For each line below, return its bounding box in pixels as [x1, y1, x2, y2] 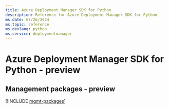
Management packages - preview [5, 84, 116, 93]
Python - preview [5, 64, 81, 76]
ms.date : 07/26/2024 [5, 17, 50, 22]
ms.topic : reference [5, 21, 50, 27]
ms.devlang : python [5, 27, 47, 32]
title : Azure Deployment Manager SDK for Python [5, 7, 111, 13]
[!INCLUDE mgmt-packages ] [5, 98, 66, 104]
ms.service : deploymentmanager [5, 31, 72, 36]
